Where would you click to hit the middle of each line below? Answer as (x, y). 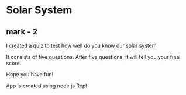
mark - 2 (22, 32)
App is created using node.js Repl (46, 86)
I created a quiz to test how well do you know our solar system (81, 45)
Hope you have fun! (30, 74)
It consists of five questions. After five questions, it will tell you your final (93, 57)
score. (14, 63)
